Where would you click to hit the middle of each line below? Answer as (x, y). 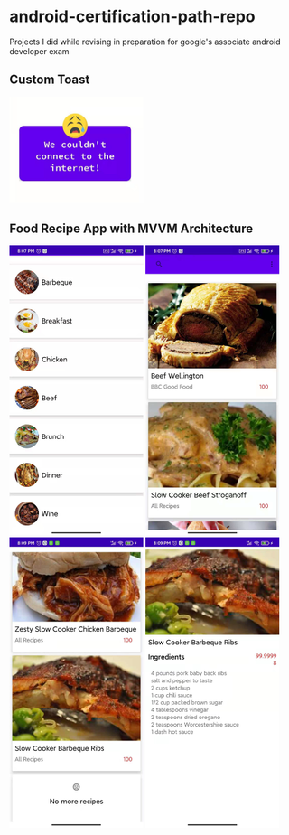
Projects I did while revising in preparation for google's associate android (145, 42)
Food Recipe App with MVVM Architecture (131, 228)
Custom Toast (50, 80)
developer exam (39, 51)
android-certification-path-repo (132, 17)
